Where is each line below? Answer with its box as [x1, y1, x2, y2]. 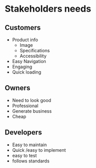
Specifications [19, 48, 50, 53]
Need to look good [12, 97, 51, 103]
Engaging [12, 64, 33, 70]
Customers [5, 23, 41, 32]
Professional [12, 103, 39, 109]
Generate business [12, 108, 52, 114]
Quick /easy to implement [12, 147, 67, 153]
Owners [5, 84, 30, 92]
